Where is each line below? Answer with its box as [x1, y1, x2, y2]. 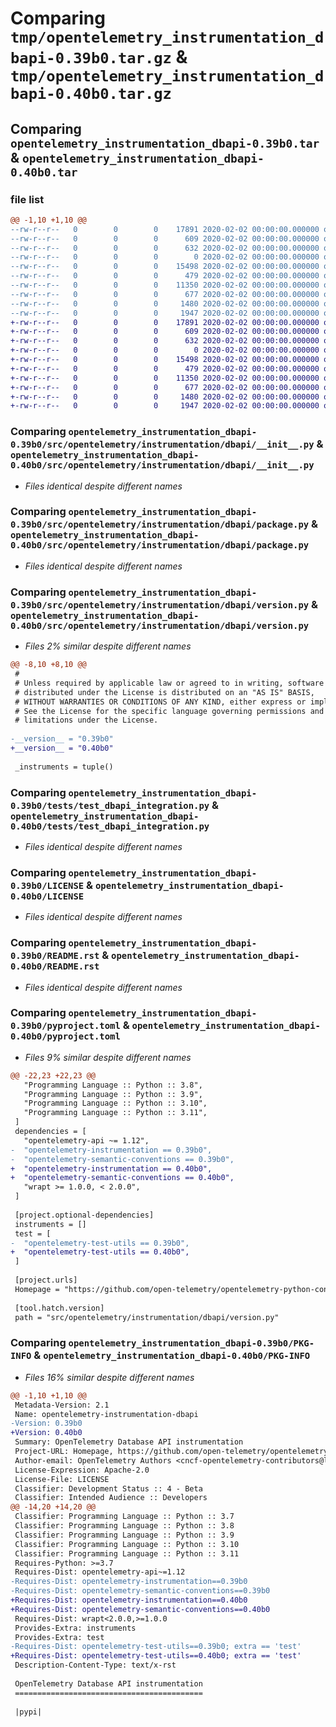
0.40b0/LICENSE [10, 890, 85, 902]
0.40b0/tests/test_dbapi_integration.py [10, 820, 210, 832]
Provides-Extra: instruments [14, 1623, 137, 1633]
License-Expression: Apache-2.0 [14, 1465, 150, 1475]
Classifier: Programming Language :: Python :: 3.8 [14, 1521, 235, 1531]
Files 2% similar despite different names [24, 640, 192, 652]
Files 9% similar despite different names [24, 1051, 192, 1063]
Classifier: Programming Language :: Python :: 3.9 [14, 1530, 235, 1540]
